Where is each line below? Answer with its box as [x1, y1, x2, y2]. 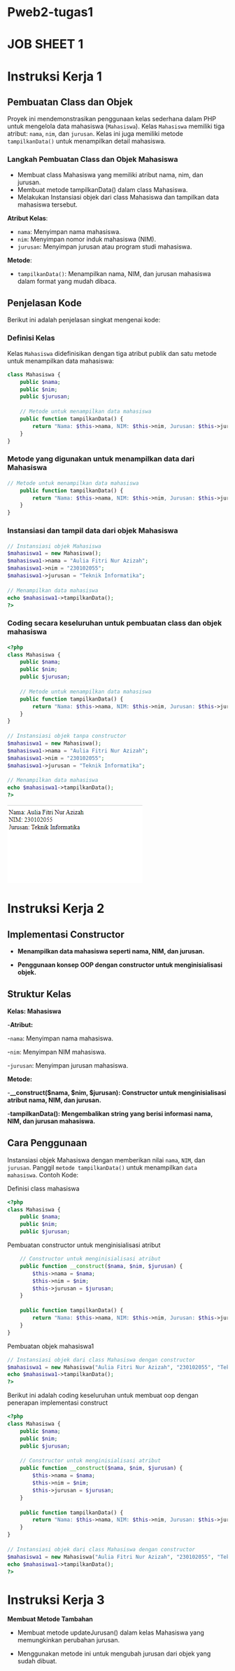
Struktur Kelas [7, 989, 71, 1000]
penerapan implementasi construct [7, 1398, 108, 1407]
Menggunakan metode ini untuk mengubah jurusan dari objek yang [17, 1649, 211, 1658]
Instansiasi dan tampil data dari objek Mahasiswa [7, 526, 178, 536]
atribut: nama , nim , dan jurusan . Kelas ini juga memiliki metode [7, 130, 183, 138]
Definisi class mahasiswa [7, 1184, 80, 1192]
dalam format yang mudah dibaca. [17, 277, 117, 285]
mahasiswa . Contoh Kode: [7, 1171, 79, 1179]
